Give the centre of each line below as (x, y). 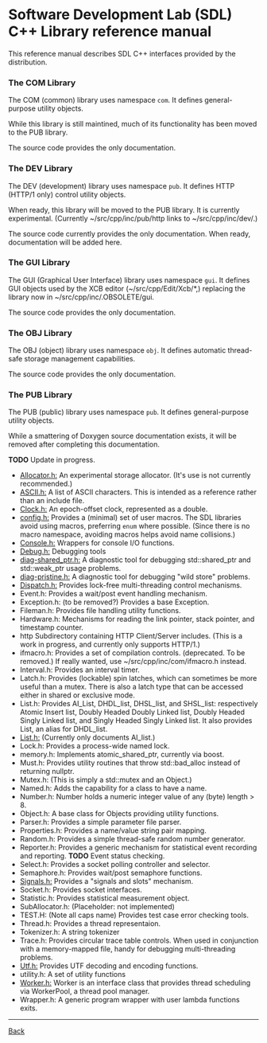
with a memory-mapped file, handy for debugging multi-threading (128, 949)
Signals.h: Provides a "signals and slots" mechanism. (106, 881)
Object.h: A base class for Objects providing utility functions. (119, 814)
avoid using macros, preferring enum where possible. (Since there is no (135, 526)
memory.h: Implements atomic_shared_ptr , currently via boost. (122, 755)
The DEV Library (41, 169)
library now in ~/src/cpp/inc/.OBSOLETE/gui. (81, 297)
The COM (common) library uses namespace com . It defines (106, 100)
